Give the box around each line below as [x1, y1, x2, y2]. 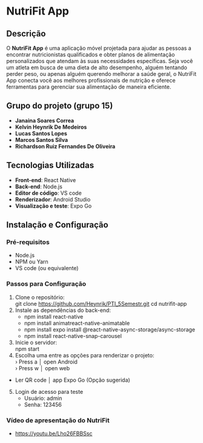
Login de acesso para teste [15, 388, 84, 395]
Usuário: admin [24, 394, 62, 402]
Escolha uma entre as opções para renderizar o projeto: [15, 351, 155, 359]
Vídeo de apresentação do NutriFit [6, 416, 110, 424]
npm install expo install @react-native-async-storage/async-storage [24, 326, 196, 333]
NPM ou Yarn [15, 258, 48, 265]
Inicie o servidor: [15, 339, 58, 346]
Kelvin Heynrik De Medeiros [15, 123, 87, 130]
